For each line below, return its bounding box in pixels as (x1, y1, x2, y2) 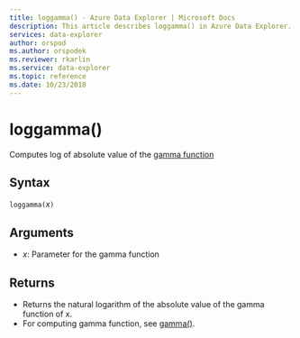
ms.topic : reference (9, 72, 87, 81)
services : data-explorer (9, 30, 103, 39)
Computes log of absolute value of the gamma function (9, 149, 214, 160)
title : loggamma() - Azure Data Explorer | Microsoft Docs (9, 13, 236, 23)
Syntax (9, 175, 50, 190)
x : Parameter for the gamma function (22, 249, 160, 260)
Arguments (9, 224, 75, 240)
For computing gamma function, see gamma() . (22, 318, 195, 329)
